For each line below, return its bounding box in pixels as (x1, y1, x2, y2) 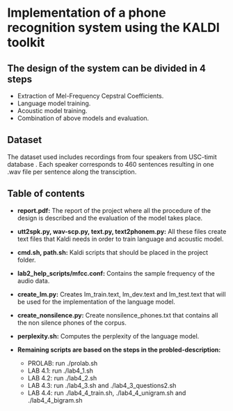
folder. (17, 255, 36, 264)
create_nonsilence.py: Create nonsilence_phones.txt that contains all (17, 311, 218, 319)
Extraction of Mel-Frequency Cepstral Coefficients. (17, 92, 164, 100)
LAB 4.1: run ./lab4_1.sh (27, 366, 94, 375)
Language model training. (17, 99, 91, 107)
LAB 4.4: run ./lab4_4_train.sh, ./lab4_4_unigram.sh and (27, 389, 186, 397)
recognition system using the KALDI (7, 20, 220, 36)
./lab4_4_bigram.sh (27, 396, 83, 404)
